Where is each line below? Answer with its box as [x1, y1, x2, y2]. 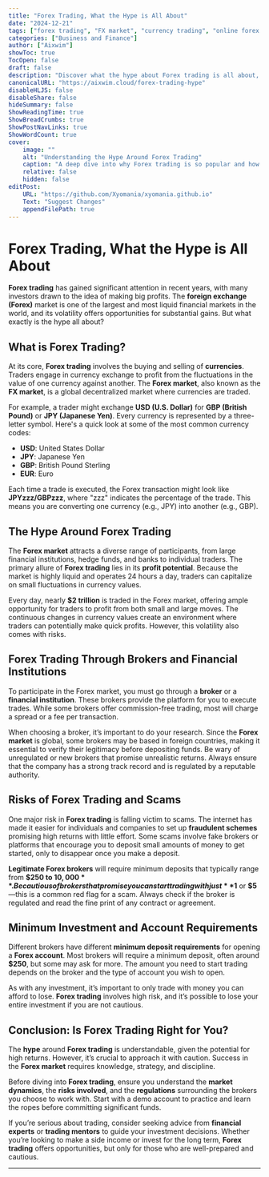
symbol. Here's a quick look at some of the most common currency [26, 419, 250, 429]
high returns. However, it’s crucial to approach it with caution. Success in [8, 1053, 249, 1063]
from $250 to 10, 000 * [8, 872, 86, 882]
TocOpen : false [8, 57, 59, 65]
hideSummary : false [8, 101, 74, 109]
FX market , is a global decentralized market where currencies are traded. [8, 387, 251, 397]
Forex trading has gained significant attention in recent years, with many [8, 283, 248, 293]
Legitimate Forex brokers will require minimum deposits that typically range [8, 863, 259, 873]
